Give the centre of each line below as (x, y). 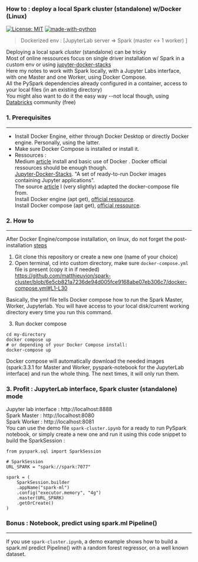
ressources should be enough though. (61, 167)
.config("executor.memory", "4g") (59, 493)
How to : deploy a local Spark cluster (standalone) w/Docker (94, 9)
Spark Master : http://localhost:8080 (50, 415)
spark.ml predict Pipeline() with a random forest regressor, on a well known (97, 548)
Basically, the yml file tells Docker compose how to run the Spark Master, (95, 299)
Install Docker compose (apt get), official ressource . (78, 205)
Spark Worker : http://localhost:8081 (50, 422)
